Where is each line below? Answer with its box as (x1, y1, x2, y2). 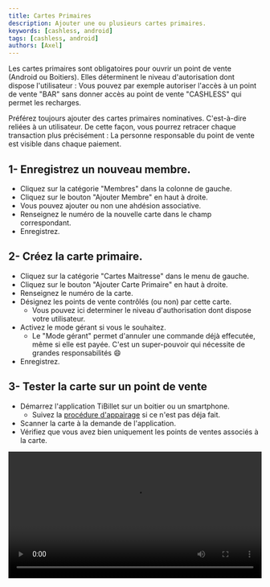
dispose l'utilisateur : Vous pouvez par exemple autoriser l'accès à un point (8, 81, 257, 91)
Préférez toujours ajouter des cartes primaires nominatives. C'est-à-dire (8, 113, 247, 123)
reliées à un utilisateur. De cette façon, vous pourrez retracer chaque (8, 122, 236, 132)
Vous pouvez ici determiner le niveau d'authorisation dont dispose (31, 305, 252, 314)
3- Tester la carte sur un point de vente (8, 380, 207, 394)
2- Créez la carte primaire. (8, 250, 143, 264)
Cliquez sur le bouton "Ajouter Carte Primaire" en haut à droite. (19, 279, 228, 289)
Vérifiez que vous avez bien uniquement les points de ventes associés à (19, 427, 259, 437)
